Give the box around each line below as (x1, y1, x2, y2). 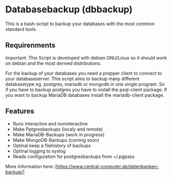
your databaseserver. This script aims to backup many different (5, 76, 140, 82)
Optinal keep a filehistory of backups (12, 142, 91, 149)
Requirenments (5, 41, 55, 50)
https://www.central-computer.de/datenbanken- (56, 163, 159, 169)
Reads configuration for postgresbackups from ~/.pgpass (12, 153, 135, 159)
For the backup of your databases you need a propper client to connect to (5, 70, 162, 76)
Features (5, 107, 34, 116)
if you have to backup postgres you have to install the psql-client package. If (5, 86, 167, 93)
